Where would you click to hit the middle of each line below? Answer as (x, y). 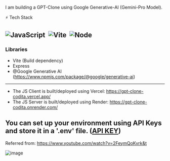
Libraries (16, 49)
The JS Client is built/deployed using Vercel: (59, 91)
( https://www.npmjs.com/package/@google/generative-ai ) (74, 76)
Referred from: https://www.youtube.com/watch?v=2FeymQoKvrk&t (76, 143)
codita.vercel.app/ (32, 96)
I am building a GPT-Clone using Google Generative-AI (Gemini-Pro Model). (84, 7)
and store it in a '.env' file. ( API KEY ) (63, 131)
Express (21, 66)
